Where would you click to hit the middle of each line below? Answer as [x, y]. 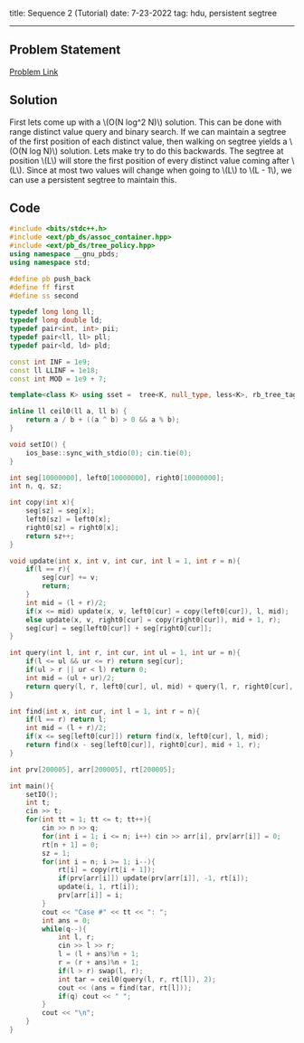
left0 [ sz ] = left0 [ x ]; [68, 519]
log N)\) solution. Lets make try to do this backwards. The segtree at [157, 151]
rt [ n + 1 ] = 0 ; [71, 845]
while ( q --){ [65, 929]
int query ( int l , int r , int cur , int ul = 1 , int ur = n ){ [125, 653]
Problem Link [34, 71]
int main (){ [32, 786]
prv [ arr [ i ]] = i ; [90, 896]
